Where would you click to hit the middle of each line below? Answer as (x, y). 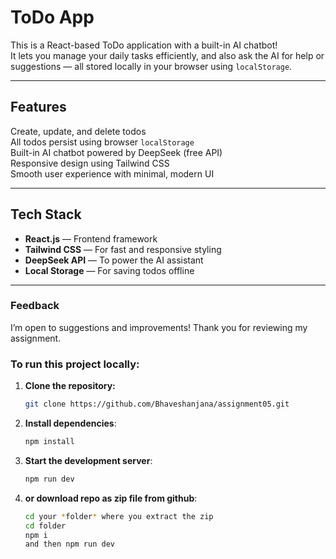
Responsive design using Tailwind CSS (90, 163)
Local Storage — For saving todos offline (109, 270)
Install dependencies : (70, 423)
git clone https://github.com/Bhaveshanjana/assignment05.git (157, 404)
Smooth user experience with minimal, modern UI (112, 173)
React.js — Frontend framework (91, 238)
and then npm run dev (69, 544)
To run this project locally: (75, 364)
